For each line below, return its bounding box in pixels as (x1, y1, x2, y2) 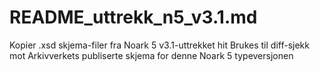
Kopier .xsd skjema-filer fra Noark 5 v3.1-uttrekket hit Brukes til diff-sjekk (9, 39, 310, 51)
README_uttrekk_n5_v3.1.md (9, 6, 258, 29)
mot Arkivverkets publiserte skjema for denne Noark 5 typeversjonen (9, 49, 294, 61)
